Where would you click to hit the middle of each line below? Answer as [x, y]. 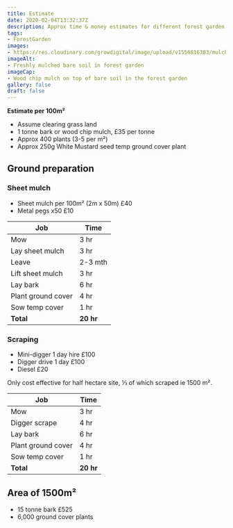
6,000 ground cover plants [55, 517]
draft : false [26, 91]
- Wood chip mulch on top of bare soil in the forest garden [97, 78]
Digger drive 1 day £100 [51, 362]
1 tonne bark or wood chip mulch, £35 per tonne [86, 132]
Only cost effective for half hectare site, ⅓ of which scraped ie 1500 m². [110, 383]
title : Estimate [31, 14]
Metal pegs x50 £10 [45, 211]
